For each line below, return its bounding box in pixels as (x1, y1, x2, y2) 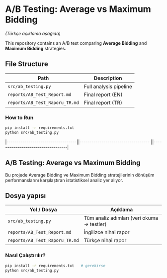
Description (93, 75, 122, 82)
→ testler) (83, 221, 107, 228)
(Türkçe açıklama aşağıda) (5, 30, 61, 36)
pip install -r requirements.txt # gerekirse (5, 263, 106, 268)
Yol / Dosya (29, 206, 57, 213)
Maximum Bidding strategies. (5, 45, 66, 51)
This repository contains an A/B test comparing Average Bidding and (5, 40, 147, 46)
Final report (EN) (83, 91, 123, 98)
